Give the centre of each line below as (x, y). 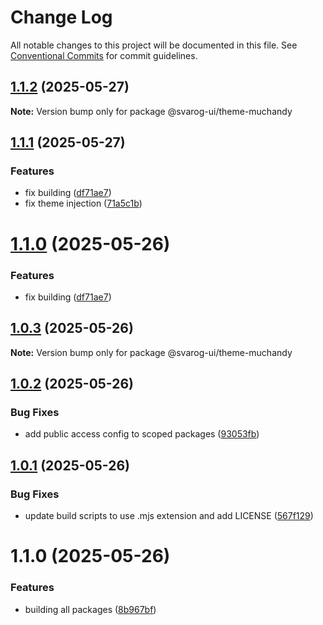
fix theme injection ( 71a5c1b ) (83, 203)
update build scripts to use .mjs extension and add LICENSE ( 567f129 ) (169, 516)
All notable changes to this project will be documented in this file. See (154, 45)
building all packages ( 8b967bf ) (90, 609)
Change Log (61, 17)
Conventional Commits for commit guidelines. (104, 55)
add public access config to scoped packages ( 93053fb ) (142, 434)
